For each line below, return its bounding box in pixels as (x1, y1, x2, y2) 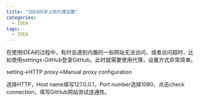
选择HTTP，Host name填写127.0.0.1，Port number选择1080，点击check (6, 81, 185, 88)
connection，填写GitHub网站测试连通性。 (6, 88, 110, 96)
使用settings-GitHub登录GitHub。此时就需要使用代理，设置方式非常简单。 (11, 56, 196, 64)
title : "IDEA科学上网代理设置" (6, 8, 78, 15)
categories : (6, 15, 36, 21)
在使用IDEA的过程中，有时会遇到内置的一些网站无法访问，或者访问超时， (6, 49, 188, 56)
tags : (6, 25, 20, 32)
